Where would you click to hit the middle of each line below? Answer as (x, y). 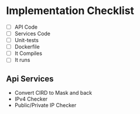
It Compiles (28, 53)
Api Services (30, 79)
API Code (26, 27)
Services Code (33, 34)
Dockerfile (27, 47)
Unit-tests (27, 40)
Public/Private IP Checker (45, 105)
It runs (22, 60)
